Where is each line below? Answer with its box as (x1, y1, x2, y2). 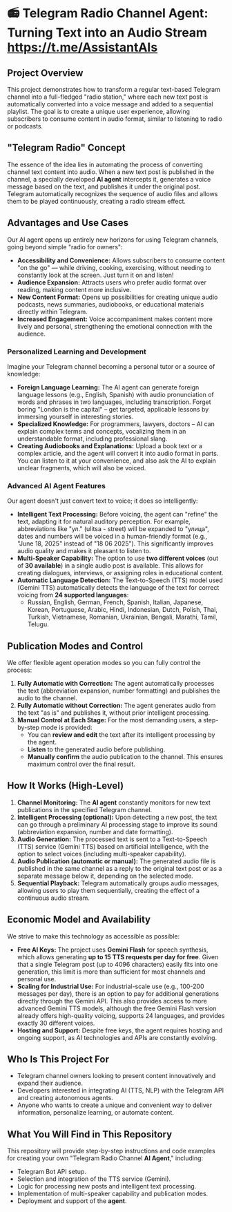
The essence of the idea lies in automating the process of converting (7, 160, 204, 169)
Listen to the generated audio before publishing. (27, 745, 166, 753)
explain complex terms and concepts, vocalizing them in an (17, 427, 186, 435)
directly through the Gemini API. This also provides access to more (17, 997, 207, 1005)
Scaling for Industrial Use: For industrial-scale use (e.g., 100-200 (17, 982, 204, 990)
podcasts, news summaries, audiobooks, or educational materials (17, 300, 204, 308)
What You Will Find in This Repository (7, 1128, 173, 1140)
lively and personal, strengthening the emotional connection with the (17, 322, 213, 330)
